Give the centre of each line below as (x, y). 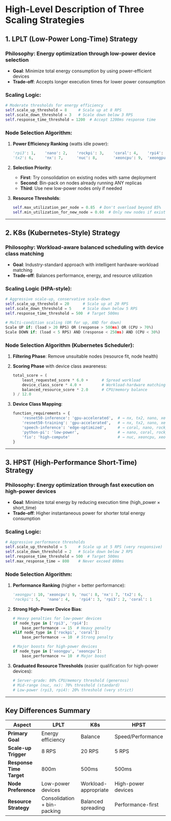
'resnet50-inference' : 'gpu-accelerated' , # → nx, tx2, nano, (90, 418)
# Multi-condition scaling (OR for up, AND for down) (64, 322)
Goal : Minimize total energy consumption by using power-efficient (82, 71)
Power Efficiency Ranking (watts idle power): (61, 144)
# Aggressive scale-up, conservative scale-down (58, 299)
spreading (93, 808)
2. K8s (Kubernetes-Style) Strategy (63, 233)
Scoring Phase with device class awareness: (60, 366)
